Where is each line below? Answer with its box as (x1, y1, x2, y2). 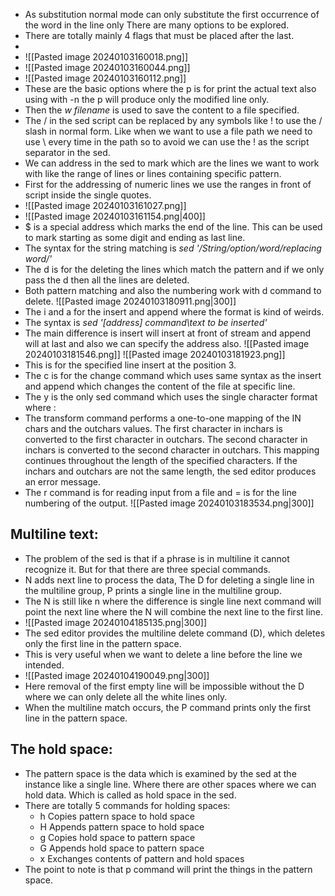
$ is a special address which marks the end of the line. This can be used (24, 221, 323, 233)
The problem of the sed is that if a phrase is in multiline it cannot (24, 552, 290, 564)
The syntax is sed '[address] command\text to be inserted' (24, 317, 268, 328)
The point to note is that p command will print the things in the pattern (24, 863, 313, 875)
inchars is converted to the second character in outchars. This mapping (24, 444, 320, 456)
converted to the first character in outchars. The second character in (24, 434, 308, 445)
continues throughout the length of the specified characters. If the (24, 455, 298, 466)
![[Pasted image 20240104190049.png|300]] (24, 669, 210, 681)
